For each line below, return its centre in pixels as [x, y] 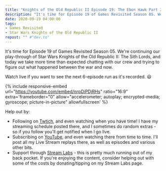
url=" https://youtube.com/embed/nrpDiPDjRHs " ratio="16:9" [67, 91]
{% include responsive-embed [36, 86]
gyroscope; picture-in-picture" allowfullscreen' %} [57, 102]
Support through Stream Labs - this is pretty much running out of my [82, 152]
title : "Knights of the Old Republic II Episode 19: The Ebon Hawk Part [82, 10]
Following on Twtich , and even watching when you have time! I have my [85, 121]
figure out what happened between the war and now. [59, 67]
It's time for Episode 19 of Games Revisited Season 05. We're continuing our [83, 51]
